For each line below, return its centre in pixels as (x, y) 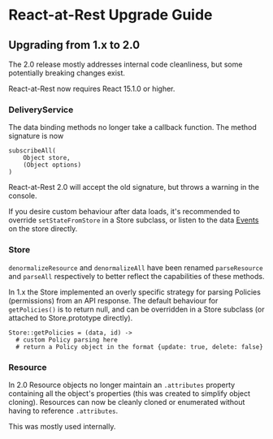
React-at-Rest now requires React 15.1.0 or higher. (92, 88)
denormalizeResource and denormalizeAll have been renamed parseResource (136, 267)
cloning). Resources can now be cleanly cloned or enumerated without (127, 402)
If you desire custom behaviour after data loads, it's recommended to (124, 212)
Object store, (47, 158)
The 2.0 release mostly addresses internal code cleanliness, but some (126, 64)
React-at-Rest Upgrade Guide (110, 15)
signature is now (36, 136)
